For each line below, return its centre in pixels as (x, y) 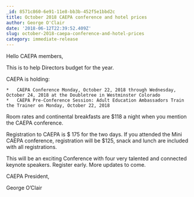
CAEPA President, (28, 176)
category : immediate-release (42, 39)
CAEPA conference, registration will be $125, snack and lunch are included (97, 141)
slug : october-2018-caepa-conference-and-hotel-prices (75, 34)
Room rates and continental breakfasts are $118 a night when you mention (96, 117)
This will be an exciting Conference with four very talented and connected (96, 158)
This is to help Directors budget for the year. (60, 68)
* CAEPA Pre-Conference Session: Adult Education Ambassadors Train (95, 100)
